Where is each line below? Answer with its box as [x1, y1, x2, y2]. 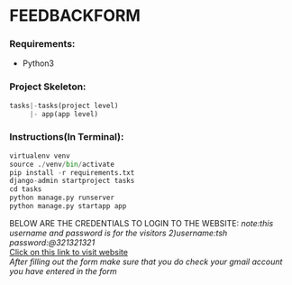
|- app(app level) [29, 109, 99, 118]
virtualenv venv [9, 151, 70, 161]
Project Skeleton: [9, 80, 87, 93]
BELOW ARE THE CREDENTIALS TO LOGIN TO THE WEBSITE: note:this [9, 217, 274, 228]
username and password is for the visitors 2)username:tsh [9, 227, 228, 238]
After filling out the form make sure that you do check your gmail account [9, 256, 283, 267]
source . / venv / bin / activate [9, 160, 115, 169]
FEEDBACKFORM [9, 5, 141, 26]
